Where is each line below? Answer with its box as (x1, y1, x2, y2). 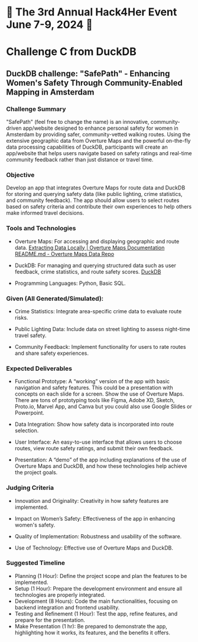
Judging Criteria (6, 484, 54, 492)
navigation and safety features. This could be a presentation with (14, 384, 173, 391)
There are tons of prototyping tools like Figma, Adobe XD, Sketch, (14, 397, 175, 404)
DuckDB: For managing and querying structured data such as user (14, 262, 176, 269)
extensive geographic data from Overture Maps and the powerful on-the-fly (6, 137, 191, 145)
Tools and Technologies (6, 224, 76, 233)
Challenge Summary (6, 105, 66, 113)
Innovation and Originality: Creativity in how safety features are (14, 497, 169, 504)
